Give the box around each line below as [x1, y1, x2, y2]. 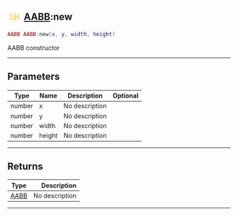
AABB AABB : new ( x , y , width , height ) [7, 30, 115, 38]
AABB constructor [7, 43, 60, 52]
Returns [7, 160, 44, 172]
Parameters [7, 71, 60, 83]
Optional [112, 91, 139, 100]
